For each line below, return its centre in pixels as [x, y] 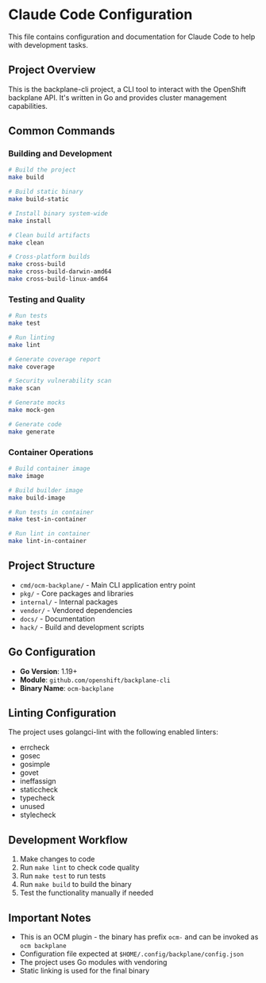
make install [30, 221]
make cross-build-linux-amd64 [58, 279]
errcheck [35, 747]
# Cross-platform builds [49, 257]
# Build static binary [46, 192]
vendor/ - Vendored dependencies [76, 610]
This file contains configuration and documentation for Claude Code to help [132, 37]
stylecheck [38, 815]
